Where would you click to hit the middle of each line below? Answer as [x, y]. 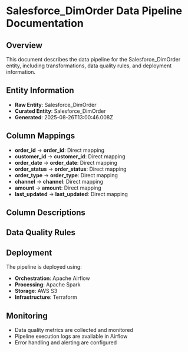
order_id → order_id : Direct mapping [60, 150]
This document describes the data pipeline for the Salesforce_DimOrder [93, 59]
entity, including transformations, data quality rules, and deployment [89, 66]
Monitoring [27, 316]
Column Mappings [41, 136]
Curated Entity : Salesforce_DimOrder [60, 111]
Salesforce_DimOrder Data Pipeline [94, 11]
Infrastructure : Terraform [46, 297]
